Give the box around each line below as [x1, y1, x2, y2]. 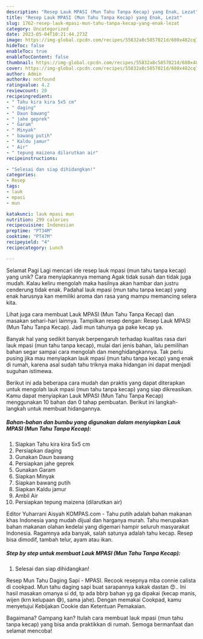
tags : [6, 183, 20, 190]
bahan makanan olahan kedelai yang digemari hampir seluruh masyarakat [6, 523, 190, 530]
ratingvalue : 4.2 [6, 82, 50, 88]
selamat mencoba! [6, 627, 53, 634]
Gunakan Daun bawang [14, 453, 74, 460]
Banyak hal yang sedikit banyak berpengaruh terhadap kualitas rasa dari [6, 335, 186, 342]
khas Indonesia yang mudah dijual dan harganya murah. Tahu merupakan [6, 516, 189, 524]
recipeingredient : [6, 93, 53, 99]
